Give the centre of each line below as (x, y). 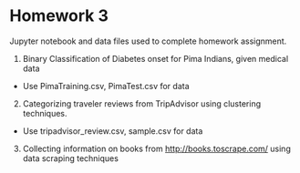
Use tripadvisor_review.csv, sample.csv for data (113, 131)
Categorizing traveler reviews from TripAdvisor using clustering (142, 103)
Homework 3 (59, 16)
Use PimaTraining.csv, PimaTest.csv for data (106, 86)
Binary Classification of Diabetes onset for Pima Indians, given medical (155, 58)
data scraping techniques (70, 158)
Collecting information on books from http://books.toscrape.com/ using (157, 148)
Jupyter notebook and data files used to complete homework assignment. (148, 41)
